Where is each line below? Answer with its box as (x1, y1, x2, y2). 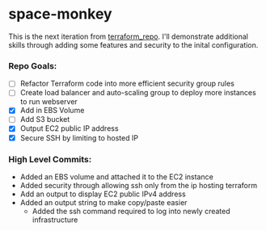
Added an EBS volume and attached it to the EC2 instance (19, 171, 214, 182)
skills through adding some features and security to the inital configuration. (8, 40, 259, 49)
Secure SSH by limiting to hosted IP (19, 132, 139, 142)
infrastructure (32, 215, 78, 225)
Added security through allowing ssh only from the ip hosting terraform (19, 180, 257, 190)
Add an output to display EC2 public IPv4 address (19, 189, 186, 199)
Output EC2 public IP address (19, 124, 119, 133)
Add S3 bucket (19, 115, 70, 124)
